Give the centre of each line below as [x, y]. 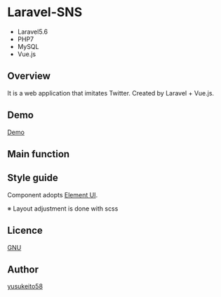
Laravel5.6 [32, 32]
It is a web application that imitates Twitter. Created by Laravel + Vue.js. [111, 93]
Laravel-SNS [45, 12]
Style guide [33, 178]
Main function [39, 154]
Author [23, 269]
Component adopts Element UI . [53, 194]
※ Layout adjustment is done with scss [63, 209]
